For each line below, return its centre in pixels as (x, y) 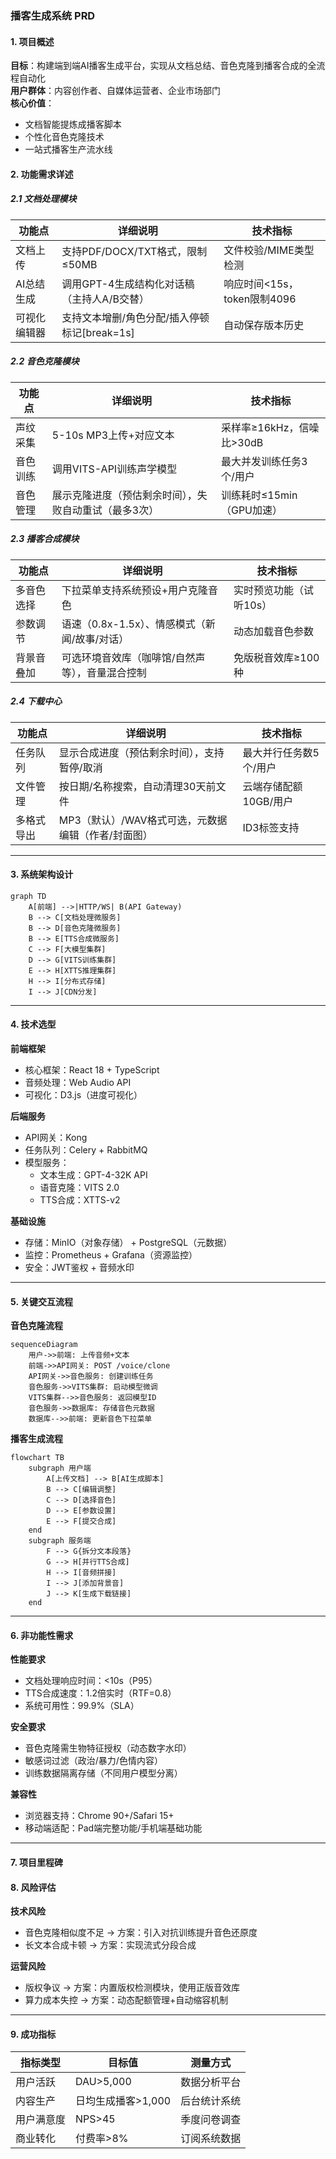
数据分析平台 (211, 2082)
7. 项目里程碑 (36, 1862)
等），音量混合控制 (104, 672)
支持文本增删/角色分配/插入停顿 (135, 317)
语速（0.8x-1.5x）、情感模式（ (133, 624)
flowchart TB (37, 1458)
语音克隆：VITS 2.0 (79, 1187)
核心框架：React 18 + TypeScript (92, 1070)
